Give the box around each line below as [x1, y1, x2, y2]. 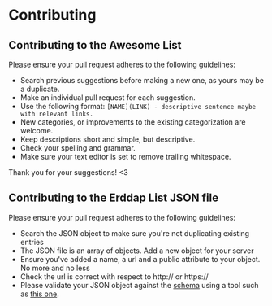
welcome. [19, 126, 54, 135]
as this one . [19, 289, 59, 299]
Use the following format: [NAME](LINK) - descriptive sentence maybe [19, 102, 257, 111]
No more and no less [19, 263, 91, 273]
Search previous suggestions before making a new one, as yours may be [19, 76, 265, 85]
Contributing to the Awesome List [8, 38, 182, 52]
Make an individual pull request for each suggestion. [19, 93, 196, 103]
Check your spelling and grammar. [19, 143, 136, 152]
